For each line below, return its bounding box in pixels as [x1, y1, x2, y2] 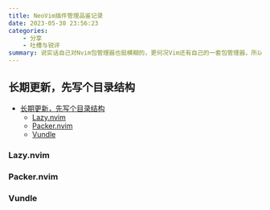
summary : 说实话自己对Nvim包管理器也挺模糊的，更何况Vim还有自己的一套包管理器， [8, 49, 252, 57]
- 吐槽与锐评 [22, 42, 60, 50]
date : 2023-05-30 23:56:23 [8, 19, 99, 27]
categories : [8, 26, 48, 34]
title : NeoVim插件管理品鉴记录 [8, 11, 104, 20]
